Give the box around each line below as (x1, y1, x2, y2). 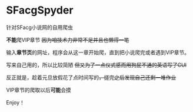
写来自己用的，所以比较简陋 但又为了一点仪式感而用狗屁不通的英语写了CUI (6, 61, 187, 68)
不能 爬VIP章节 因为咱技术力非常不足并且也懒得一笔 (6, 36, 129, 43)
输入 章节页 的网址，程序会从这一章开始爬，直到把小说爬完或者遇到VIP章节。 (6, 48, 190, 56)
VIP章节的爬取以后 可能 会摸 (6, 86, 72, 93)
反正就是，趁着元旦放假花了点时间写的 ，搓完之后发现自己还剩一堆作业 (6, 74, 177, 81)
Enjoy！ (6, 98, 25, 106)
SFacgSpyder (6, 4, 74, 17)
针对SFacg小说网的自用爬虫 (6, 24, 74, 31)
